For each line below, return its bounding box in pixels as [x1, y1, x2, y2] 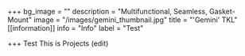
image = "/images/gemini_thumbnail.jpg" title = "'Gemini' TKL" [33, 15, 238, 24]
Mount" [7, 15, 33, 24]
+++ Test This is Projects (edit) [7, 39, 109, 48]
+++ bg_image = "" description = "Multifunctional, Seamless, [7, 7, 208, 16]
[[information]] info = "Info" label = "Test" [7, 24, 144, 32]
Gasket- [208, 7, 235, 16]
